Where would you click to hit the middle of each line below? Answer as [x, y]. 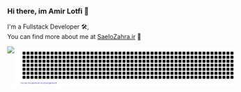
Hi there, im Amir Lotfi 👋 [48, 11]
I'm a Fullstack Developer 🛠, [48, 26]
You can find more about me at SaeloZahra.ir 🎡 [74, 37]
